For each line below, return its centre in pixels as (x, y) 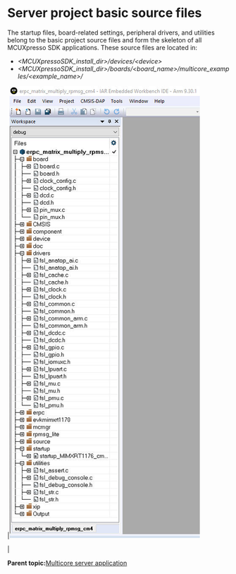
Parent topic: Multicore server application (67, 563)
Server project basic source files (105, 13)
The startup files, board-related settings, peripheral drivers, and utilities (111, 32)
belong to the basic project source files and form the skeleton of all (105, 40)
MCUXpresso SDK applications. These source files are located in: (103, 47)
